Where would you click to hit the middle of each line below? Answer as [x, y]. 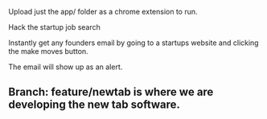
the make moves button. [48, 51]
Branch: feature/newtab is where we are [111, 92]
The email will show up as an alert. [66, 67]
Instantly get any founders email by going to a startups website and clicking [133, 43]
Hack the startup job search [54, 27]
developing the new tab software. [94, 105]
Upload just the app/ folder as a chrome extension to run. [103, 12]
